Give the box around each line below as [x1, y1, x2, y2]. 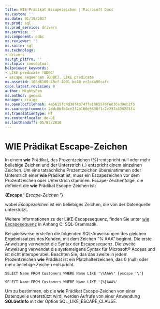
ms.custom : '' [5, 12, 34, 17]
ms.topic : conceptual [5, 61, 49, 66]
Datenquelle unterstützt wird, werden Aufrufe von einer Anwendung [5, 293, 140, 299]
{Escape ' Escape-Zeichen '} [5, 192, 64, 198]
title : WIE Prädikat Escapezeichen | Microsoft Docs [5, 7, 114, 12]
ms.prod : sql [5, 20, 31, 26]
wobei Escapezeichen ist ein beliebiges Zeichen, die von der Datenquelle [5, 202, 151, 207]
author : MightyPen [5, 88, 42, 93]
